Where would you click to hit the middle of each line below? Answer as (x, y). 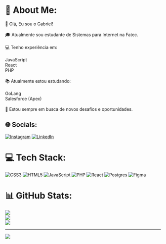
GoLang (13, 93)
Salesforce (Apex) (23, 98)
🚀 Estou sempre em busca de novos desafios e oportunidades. (69, 109)
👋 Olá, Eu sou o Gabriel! (29, 24)
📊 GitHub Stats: (39, 195)
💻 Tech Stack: (36, 157)
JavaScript (16, 59)
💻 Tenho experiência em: (31, 47)
